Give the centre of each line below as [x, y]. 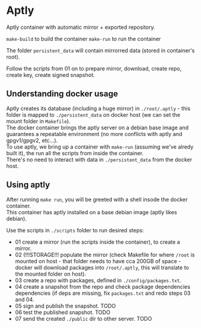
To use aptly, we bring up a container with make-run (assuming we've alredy [100, 147]
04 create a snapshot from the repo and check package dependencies [103, 286]
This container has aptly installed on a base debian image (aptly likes [92, 212]
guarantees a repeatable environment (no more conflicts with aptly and [94, 134]
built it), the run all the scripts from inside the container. [75, 153]
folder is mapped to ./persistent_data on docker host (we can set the [93, 114]
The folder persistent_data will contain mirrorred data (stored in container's [100, 50]
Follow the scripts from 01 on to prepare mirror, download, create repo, [94, 68]
